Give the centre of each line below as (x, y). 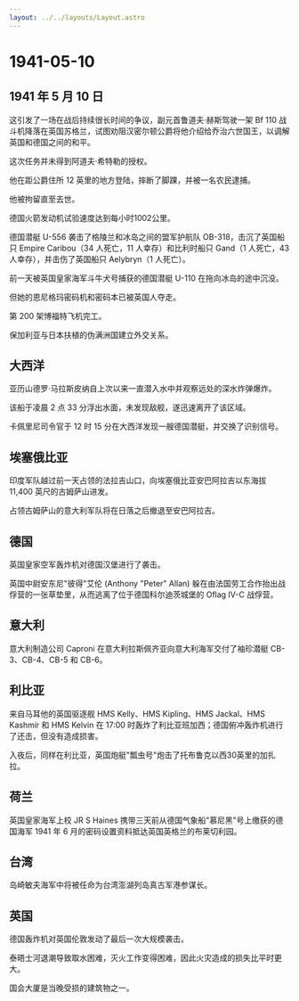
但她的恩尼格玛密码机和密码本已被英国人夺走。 (95, 297)
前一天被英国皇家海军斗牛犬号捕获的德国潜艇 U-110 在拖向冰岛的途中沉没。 (146, 278)
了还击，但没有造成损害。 (56, 735)
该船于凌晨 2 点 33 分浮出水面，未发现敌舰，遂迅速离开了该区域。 (130, 407)
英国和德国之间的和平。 (52, 142)
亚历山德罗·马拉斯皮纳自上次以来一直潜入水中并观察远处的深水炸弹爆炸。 (143, 389)
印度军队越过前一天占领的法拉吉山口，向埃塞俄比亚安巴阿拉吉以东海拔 (138, 480)
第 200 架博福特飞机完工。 (58, 316)
